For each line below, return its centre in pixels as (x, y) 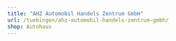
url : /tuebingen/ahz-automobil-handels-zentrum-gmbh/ (88, 20)
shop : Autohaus (30, 26)
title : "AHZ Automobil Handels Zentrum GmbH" (75, 14)
